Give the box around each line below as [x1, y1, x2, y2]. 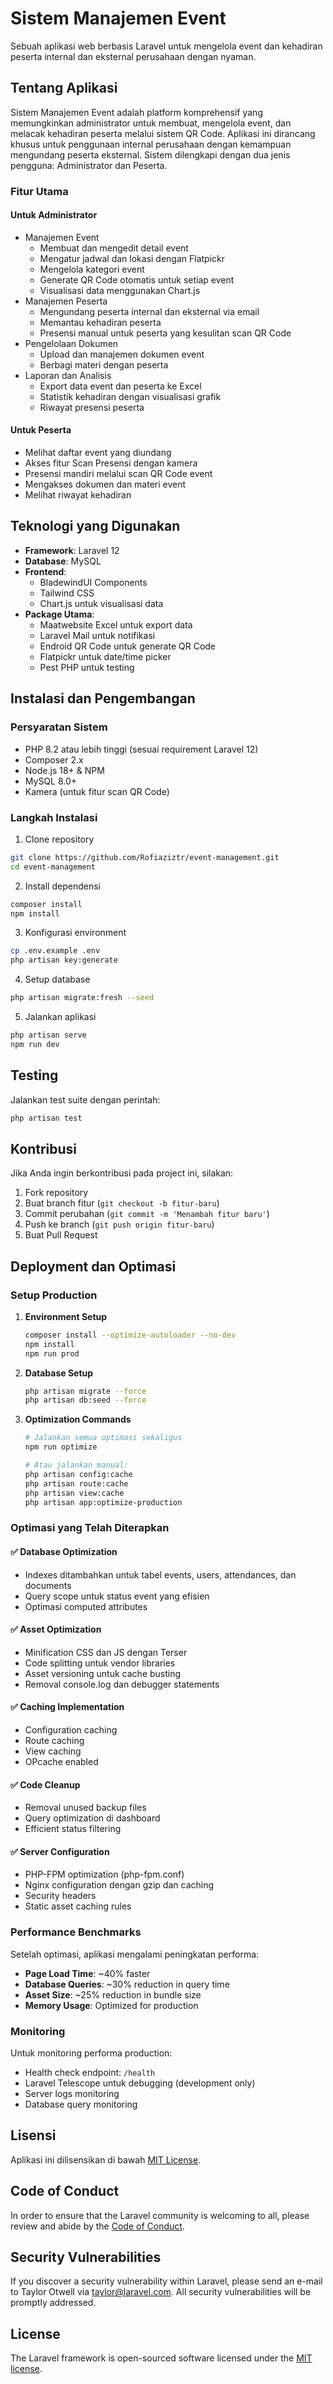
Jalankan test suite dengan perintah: [10, 1093, 161, 1106]
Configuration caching [24, 1723, 118, 1736]
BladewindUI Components [39, 576, 148, 588]
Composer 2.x [24, 753, 84, 766]
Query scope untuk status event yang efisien [24, 1590, 210, 1602]
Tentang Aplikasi [10, 80, 118, 97]
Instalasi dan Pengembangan [10, 690, 196, 707]
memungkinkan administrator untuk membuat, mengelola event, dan [10, 117, 292, 129]
